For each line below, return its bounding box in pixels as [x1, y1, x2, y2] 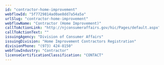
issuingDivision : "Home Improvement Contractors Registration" [5, 39, 137, 44]
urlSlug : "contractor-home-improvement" [5, 16, 89, 21]
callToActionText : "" [5, 30, 49, 35]
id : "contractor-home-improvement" [5, 7, 78, 12]
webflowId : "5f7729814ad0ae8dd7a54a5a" [5, 12, 86, 17]
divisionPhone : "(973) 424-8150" [5, 43, 73, 48]
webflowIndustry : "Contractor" [5, 48, 69, 53]
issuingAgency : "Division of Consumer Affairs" [5, 35, 104, 40]
